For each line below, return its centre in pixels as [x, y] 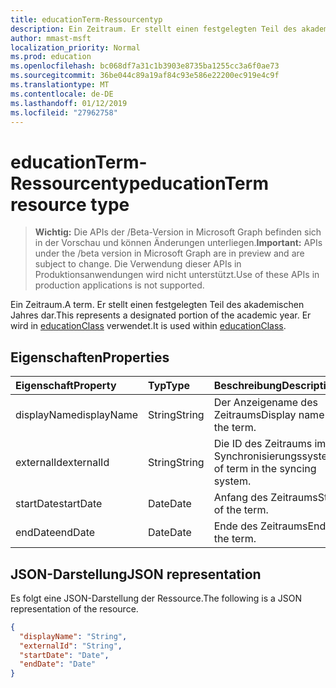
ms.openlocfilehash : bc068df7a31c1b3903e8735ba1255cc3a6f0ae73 [145, 66]
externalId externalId [62, 463]
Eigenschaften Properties [90, 357]
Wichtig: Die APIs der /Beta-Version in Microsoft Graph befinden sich [178, 232]
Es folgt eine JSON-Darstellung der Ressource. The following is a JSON [156, 598]
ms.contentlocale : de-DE [62, 94]
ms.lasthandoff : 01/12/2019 [69, 103]
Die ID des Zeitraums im [270, 444]
